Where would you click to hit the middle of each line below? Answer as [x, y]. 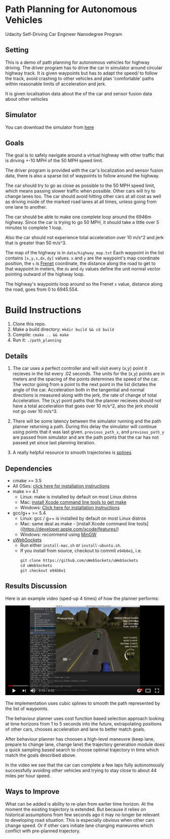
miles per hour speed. [28, 776]
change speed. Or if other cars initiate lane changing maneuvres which [79, 825]
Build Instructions [44, 310]
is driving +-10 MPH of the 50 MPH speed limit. [54, 161]
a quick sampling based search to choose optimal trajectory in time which [82, 750]
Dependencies [29, 468]
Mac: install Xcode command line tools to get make [73, 502]
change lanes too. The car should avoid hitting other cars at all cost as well [83, 197]
